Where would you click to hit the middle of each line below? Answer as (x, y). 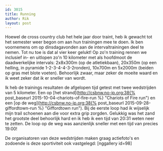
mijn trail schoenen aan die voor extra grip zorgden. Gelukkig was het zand (80, 113)
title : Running (20, 14)
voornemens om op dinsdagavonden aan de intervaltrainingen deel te (74, 47)
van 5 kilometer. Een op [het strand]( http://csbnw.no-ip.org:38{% (70, 93)
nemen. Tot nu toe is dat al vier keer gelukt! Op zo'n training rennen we (76, 52)
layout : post (18, 23)
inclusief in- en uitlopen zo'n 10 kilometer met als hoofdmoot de (69, 58)
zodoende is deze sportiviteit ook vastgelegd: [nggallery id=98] (69, 143)
